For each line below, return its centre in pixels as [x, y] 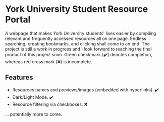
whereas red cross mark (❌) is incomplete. [49, 61]
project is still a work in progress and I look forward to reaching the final [79, 49]
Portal [18, 20]
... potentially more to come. [34, 114]
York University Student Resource [77, 9]
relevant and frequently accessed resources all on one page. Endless [76, 39]
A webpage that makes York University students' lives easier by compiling [81, 33]
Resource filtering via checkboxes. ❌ [50, 104]
